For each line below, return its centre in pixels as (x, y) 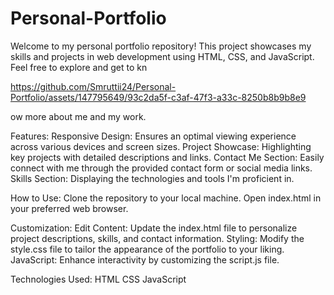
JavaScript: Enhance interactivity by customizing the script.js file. (145, 259)
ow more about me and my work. (78, 116)
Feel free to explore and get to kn (79, 67)
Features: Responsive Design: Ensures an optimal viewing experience (153, 136)
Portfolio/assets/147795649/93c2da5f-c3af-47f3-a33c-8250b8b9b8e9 (158, 97)
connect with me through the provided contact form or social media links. (161, 168)
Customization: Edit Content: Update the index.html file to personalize (154, 228)
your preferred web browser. (69, 208)
